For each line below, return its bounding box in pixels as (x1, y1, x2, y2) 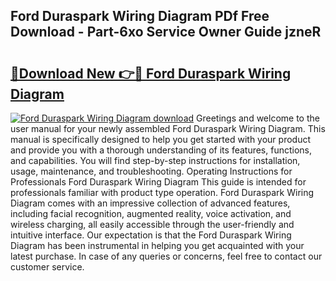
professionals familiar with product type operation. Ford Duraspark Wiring (10, 187, 315, 198)
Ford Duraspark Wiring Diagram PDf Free (10, 8, 270, 25)
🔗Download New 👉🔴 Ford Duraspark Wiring (10, 65, 292, 82)
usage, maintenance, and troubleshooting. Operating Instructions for (10, 165, 293, 177)
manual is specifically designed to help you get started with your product (10, 134, 312, 145)
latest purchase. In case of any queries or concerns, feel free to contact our (10, 250, 323, 262)
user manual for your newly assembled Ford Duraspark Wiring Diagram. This (10, 123, 326, 134)
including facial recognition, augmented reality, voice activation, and (10, 208, 292, 219)
